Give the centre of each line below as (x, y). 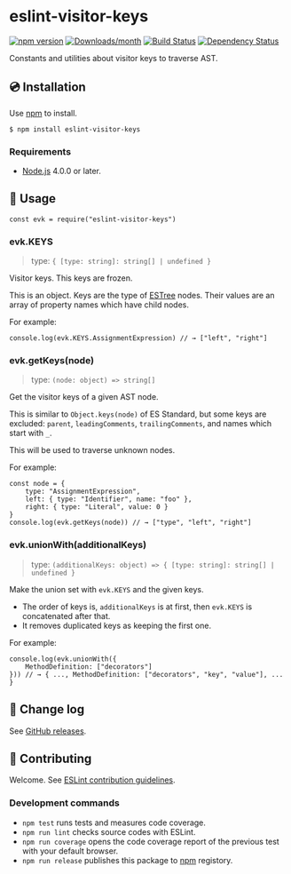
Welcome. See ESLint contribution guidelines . (92, 780)
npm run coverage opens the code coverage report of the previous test (150, 841)
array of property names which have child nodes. (99, 305)
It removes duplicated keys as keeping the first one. (116, 625)
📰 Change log (47, 709)
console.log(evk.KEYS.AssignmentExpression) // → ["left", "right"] (138, 338)
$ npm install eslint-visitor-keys (75, 129)
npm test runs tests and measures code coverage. (114, 822)
